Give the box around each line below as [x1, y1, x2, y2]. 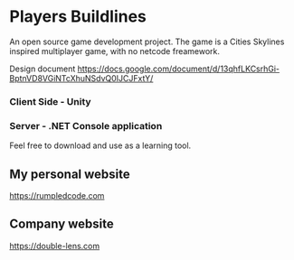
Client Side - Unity [9, 95, 92, 107]
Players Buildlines [9, 6, 147, 27]
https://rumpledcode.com [9, 190, 105, 200]
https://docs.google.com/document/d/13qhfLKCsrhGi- [77, 63, 280, 74]
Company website [9, 217, 115, 232]
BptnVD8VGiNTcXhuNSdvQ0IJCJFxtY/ [9, 72, 154, 83]
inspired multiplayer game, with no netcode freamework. [9, 45, 220, 56]
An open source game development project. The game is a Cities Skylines [9, 36, 285, 47]
